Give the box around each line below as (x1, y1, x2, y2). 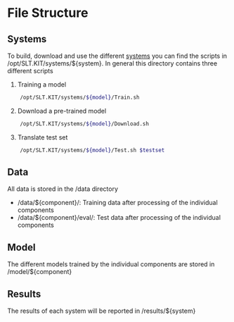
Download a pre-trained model (17, 106, 107, 115)
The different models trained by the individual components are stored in (7, 260, 215, 268)
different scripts (7, 67, 54, 75)
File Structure (7, 5, 89, 21)
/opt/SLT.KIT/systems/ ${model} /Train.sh (20, 94, 140, 101)
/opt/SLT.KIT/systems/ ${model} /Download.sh (20, 120, 150, 128)
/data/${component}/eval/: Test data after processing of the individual (17, 213, 221, 222)
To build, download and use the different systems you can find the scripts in (7, 51, 227, 60)
